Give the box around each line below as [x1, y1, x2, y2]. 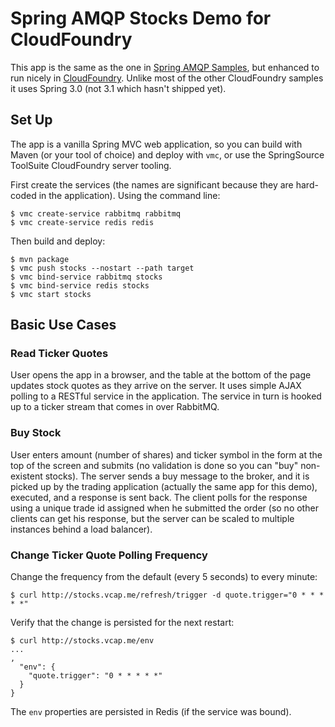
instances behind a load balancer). [10, 523, 153, 535]
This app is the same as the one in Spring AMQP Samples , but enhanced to [10, 61, 320, 73]
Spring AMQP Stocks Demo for [10, 7, 272, 30]
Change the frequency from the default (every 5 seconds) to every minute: [10, 571, 318, 583]
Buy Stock [10, 426, 62, 440]
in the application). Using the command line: [38, 189, 221, 201]
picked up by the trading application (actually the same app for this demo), [10, 480, 318, 492]
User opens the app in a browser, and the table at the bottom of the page [10, 369, 312, 381]
